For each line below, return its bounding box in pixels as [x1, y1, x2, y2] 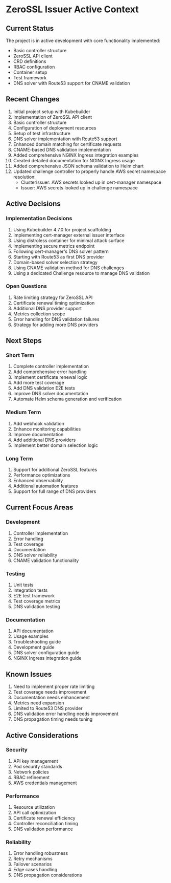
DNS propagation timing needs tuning [13, 716, 93, 722]
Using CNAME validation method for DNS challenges [13, 265, 125, 271]
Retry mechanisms [13, 856, 53, 862]
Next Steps [6, 336, 42, 345]
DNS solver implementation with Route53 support [13, 136, 118, 142]
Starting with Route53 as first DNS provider [13, 253, 104, 260]
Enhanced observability [13, 478, 63, 484]
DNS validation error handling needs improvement [13, 710, 119, 717]
